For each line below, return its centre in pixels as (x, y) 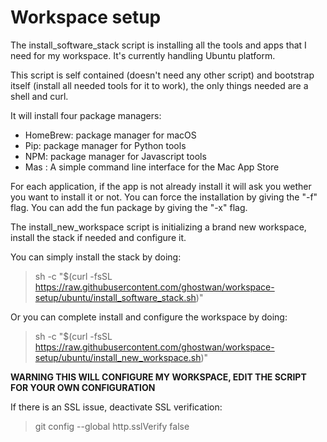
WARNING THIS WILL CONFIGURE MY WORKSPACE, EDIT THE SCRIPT (158, 377)
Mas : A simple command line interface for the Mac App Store (152, 167)
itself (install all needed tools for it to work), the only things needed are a (159, 85)
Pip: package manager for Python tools (105, 145)
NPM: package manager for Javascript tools (115, 156)
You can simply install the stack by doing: (96, 257)
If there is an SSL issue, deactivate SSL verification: (116, 407)
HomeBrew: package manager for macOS (110, 135)
